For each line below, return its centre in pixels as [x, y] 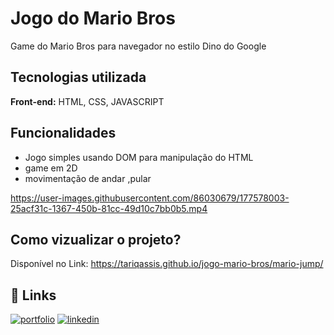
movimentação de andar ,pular [88, 178]
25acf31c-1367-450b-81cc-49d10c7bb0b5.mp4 [109, 208]
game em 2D [51, 168]
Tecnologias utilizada [78, 77]
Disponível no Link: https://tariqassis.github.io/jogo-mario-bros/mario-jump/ [167, 264]
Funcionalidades [63, 133]
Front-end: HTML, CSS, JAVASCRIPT [87, 101]
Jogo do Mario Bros [93, 18]
